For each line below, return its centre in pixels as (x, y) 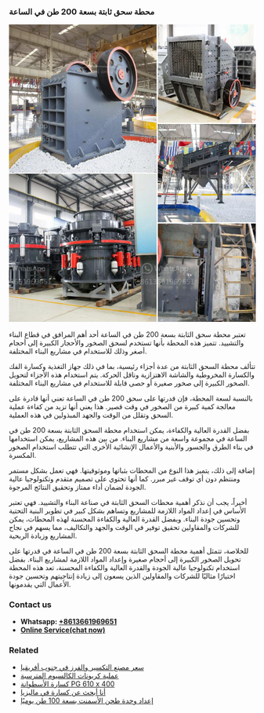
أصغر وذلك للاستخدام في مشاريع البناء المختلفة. (78, 351)
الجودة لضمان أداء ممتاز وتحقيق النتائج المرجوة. (78, 487)
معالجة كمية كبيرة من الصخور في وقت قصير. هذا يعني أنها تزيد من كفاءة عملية (122, 406)
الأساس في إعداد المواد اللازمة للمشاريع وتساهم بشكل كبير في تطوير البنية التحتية (127, 510)
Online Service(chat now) (63, 630)
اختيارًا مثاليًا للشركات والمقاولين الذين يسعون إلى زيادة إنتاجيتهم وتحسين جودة (122, 576)
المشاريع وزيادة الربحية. (43, 536)
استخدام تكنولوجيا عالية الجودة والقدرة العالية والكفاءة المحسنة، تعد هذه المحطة (125, 567)
